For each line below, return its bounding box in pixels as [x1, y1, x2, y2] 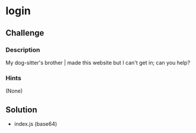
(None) [5, 87, 23, 94]
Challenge [5, 28, 45, 38]
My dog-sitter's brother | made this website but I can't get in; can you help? [5, 59, 191, 66]
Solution [5, 104, 37, 115]
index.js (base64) [14, 120, 58, 127]
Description [5, 46, 40, 54]
